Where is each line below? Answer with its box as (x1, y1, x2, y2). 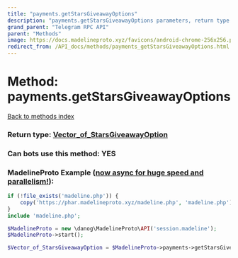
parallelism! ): (7, 176, 55, 186)
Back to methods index (7, 112, 74, 120)
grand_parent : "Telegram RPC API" (7, 23, 110, 30)
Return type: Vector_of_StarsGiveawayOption (7, 129, 169, 139)
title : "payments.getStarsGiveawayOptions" (7, 10, 138, 18)
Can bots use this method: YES (7, 148, 116, 158)
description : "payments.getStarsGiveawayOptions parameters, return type (7, 17, 230, 24)
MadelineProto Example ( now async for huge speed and (7, 168, 204, 177)
